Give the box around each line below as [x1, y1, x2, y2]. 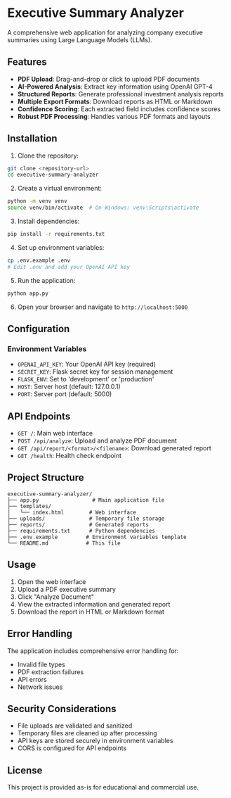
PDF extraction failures [17, 667, 84, 676]
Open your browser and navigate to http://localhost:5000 [17, 303, 188, 311]
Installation [7, 132, 58, 145]
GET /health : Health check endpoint [17, 452, 121, 460]
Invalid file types [17, 660, 65, 669]
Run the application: [17, 276, 76, 284]
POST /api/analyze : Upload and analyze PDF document [17, 436, 178, 445]
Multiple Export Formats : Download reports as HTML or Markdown [17, 97, 213, 106]
